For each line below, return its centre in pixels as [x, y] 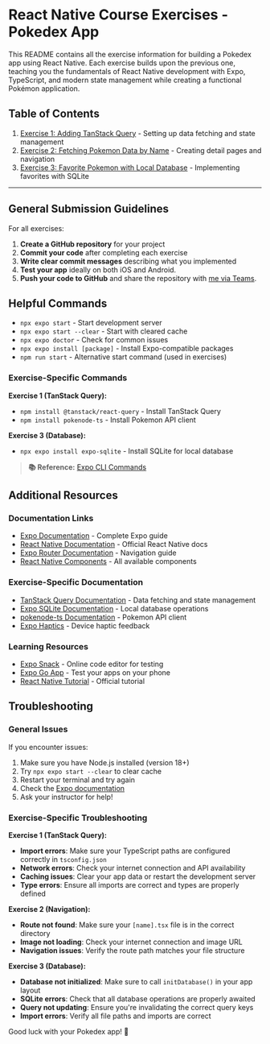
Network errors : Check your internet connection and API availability [133, 868]
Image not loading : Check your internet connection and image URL [131, 942]
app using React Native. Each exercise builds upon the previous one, [122, 63]
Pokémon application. [44, 88]
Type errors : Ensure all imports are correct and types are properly [129, 884]
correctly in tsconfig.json [63, 859]
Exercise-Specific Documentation [76, 582]
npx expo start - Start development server [91, 323]
